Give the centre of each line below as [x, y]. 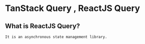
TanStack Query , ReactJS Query [72, 8]
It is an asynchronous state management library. [56, 37]
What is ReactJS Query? [42, 26]
